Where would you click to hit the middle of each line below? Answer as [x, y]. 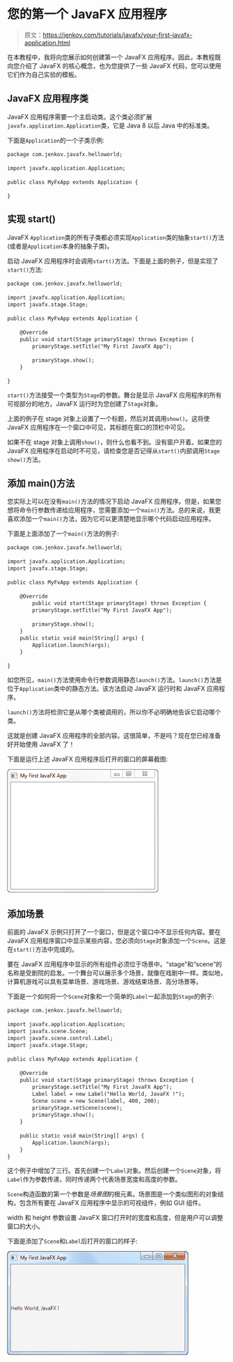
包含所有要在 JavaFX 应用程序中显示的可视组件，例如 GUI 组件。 [112, 1203]
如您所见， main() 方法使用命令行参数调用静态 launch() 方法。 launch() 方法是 [115, 680]
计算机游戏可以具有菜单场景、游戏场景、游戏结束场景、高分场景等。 [105, 982]
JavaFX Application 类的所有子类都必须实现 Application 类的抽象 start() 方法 [116, 237]
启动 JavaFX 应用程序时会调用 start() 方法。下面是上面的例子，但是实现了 [113, 261]
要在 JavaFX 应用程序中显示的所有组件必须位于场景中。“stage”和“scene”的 [115, 964]
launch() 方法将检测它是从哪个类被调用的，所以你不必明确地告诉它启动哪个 [114, 712]
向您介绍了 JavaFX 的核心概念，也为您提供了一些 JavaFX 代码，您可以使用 [114, 65]
